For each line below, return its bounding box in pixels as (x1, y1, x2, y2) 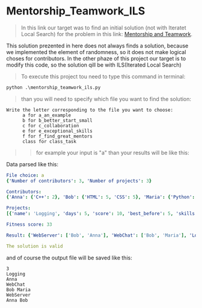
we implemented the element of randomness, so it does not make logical (6, 48, 186, 55)
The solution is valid (6, 243, 63, 249)
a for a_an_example (22, 112, 71, 118)
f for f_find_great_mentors (22, 133, 93, 139)
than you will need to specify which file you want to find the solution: (20, 95, 191, 103)
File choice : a (6, 172, 44, 178)
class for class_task (22, 138, 77, 145)
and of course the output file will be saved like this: (6, 254, 132, 261)
